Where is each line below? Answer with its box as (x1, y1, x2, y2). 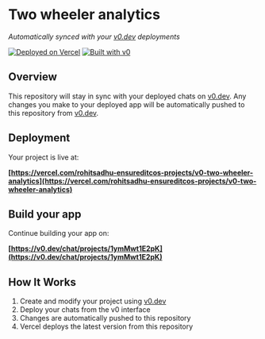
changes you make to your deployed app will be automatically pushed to (8, 99, 245, 109)
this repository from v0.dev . (8, 108, 99, 117)
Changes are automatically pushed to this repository (19, 314, 191, 323)
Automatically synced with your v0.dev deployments (8, 32, 180, 41)
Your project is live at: (8, 152, 79, 162)
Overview (8, 70, 58, 84)
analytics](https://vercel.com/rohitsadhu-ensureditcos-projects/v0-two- (8, 176, 257, 186)
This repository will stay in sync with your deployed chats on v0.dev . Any (8, 91, 247, 101)
